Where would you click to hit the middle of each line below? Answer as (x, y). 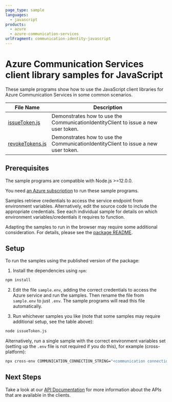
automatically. (27, 307)
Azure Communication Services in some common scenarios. (69, 94)
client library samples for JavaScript (84, 75)
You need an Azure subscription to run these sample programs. (72, 190)
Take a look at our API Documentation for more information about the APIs (83, 389)
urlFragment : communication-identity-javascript (58, 39)
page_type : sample (25, 10)
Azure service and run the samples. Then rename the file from (78, 295)
